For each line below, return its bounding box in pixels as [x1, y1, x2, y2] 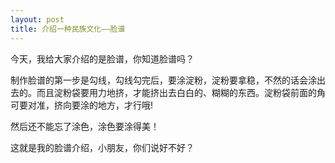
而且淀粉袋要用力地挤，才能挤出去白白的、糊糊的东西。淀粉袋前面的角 [36, 86, 326, 98]
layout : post [10, 14, 65, 25]
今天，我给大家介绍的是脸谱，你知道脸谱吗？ [10, 52, 195, 65]
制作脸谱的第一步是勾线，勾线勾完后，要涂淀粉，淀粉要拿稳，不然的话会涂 [10, 74, 317, 86]
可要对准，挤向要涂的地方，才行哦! [10, 99, 154, 111]
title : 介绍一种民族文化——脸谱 [10, 24, 126, 34]
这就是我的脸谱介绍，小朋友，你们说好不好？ [10, 141, 195, 153]
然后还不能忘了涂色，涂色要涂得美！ [10, 120, 160, 132]
